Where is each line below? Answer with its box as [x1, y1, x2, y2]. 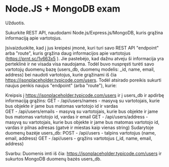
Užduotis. [5, 20, 25, 26]
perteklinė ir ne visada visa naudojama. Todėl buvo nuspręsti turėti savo [5, 61, 154, 67]
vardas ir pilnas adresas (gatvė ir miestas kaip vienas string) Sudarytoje [5, 124, 154, 131]
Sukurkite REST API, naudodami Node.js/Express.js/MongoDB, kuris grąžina [5, 29, 163, 35]
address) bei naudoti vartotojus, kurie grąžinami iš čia [5, 71, 117, 77]
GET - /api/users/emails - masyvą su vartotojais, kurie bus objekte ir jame [5, 108, 158, 114]
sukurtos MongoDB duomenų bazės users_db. [5, 155, 102, 162]
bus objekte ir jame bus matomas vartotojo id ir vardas [5, 103, 119, 109]
